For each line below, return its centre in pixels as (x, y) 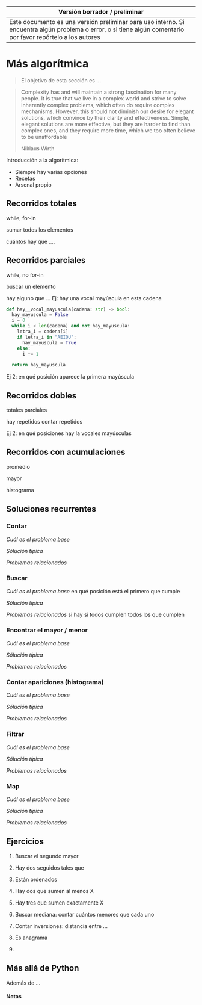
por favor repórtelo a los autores (55, 37)
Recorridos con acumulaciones (66, 452)
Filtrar (15, 734)
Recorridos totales (41, 204)
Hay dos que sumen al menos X (54, 891)
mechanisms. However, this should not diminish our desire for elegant (107, 111)
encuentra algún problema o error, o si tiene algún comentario (97, 29)
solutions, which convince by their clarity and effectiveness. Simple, (105, 117)
